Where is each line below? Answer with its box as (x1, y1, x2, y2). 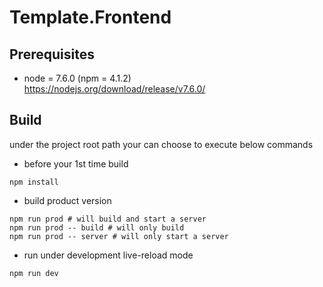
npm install (9, 177, 59, 187)
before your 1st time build (23, 157, 129, 170)
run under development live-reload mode (23, 249, 194, 261)
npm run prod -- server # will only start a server (9, 231, 229, 241)
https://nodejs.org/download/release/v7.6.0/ (23, 83, 206, 95)
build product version (23, 194, 112, 206)
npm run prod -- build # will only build (9, 222, 185, 233)
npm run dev (9, 268, 59, 278)
